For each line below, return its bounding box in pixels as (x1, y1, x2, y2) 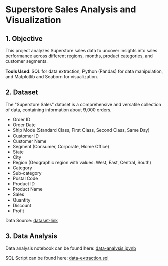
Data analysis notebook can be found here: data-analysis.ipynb (5, 245, 137, 251)
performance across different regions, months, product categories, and (5, 53, 153, 59)
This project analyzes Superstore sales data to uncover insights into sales (5, 48, 158, 53)
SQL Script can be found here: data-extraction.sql (5, 255, 109, 261)
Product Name (12, 186, 43, 192)
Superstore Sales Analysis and (5, 4, 136, 15)
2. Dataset (5, 88, 38, 97)
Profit (12, 208, 24, 214)
